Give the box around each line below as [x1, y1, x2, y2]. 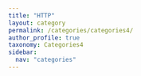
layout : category [8, 19, 66, 27]
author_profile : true [8, 33, 80, 42]
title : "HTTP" [8, 11, 56, 20]
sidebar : [8, 48, 37, 56]
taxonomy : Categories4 [8, 41, 84, 49]
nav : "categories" [15, 56, 77, 64]
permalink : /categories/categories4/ [8, 26, 134, 34]
